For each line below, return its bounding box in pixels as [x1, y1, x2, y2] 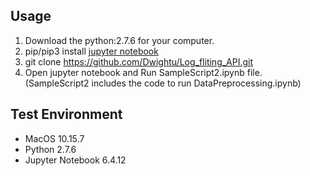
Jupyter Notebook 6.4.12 [24, 154, 127, 166]
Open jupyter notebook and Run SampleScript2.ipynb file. [24, 66, 263, 78]
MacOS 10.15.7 [24, 132, 85, 144]
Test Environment [10, 106, 123, 123]
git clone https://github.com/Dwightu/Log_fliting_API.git [24, 55, 254, 68]
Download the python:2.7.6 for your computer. [24, 34, 215, 46]
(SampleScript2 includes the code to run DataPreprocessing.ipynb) [24, 77, 302, 89]
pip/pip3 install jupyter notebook [24, 45, 159, 57]
